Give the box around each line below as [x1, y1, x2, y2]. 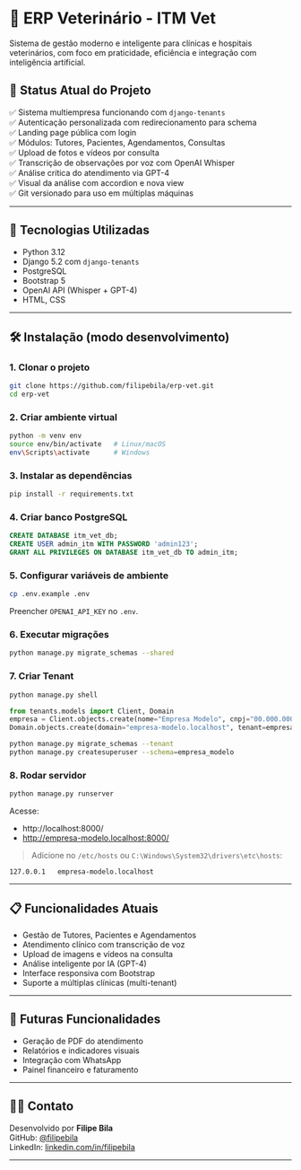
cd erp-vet [9, 390, 50, 399]
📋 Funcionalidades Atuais [9, 902, 159, 917]
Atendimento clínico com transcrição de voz [21, 938, 185, 950]
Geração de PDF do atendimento [21, 1035, 143, 1046]
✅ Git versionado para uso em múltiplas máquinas [9, 188, 194, 198]
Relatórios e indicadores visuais [21, 1045, 141, 1056]
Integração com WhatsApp [21, 1054, 122, 1065]
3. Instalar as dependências [9, 469, 133, 481]
